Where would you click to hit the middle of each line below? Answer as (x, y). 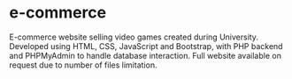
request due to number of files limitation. (83, 65)
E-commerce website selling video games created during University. (134, 37)
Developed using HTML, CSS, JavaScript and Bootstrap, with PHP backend (146, 46)
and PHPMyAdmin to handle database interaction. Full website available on (145, 55)
